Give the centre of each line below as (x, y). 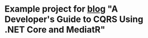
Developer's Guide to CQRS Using (74, 19)
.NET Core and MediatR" (55, 30)
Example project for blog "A (61, 9)
